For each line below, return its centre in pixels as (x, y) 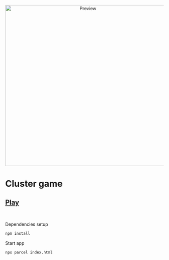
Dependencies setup (27, 224)
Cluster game (34, 184)
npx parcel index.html (29, 252)
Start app (15, 243)
